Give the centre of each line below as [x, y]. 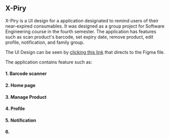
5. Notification [21, 120]
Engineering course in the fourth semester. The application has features [81, 31]
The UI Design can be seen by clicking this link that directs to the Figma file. [85, 52]
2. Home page [20, 85]
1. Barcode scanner [26, 74]
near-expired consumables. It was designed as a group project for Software [85, 26]
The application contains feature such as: [49, 62]
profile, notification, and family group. [45, 42]
